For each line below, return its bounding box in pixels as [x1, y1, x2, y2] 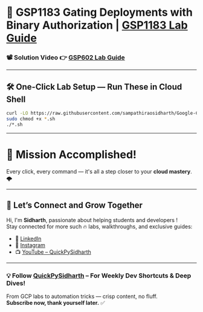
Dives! [6, 279, 26, 287]
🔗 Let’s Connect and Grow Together [6, 200, 143, 211]
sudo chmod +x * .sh [6, 116, 56, 122]
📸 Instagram [14, 241, 45, 248]
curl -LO [6, 110, 28, 117]
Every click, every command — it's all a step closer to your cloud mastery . [6, 168, 192, 175]
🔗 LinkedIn [14, 235, 42, 242]
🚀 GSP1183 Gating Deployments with [6, 5, 193, 19]
